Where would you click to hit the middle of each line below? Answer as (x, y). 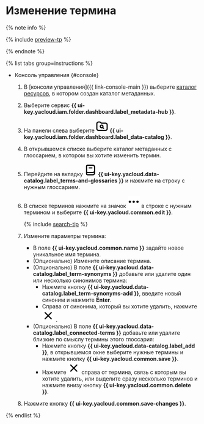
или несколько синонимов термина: (80, 280)
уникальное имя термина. (67, 254)
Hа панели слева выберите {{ (69, 130)
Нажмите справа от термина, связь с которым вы (114, 372)
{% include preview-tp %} (38, 39)
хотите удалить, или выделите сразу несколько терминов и (120, 378)
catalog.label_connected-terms (74, 333)
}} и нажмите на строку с (152, 180)
